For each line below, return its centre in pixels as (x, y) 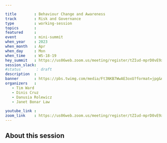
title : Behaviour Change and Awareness (55, 14)
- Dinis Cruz (25, 92)
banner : (21, 79)
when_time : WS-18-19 (31, 56)
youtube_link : (21, 111)
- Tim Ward (23, 88)
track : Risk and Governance (43, 19)
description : (21, 74)
